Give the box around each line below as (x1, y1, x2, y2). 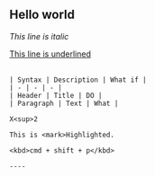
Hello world (9, 7, 75, 22)
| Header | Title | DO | (9, 91, 103, 100)
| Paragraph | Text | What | (9, 99, 119, 108)
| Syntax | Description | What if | (9, 75, 147, 84)
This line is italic (9, 31, 69, 41)
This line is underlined (9, 48, 92, 59)
